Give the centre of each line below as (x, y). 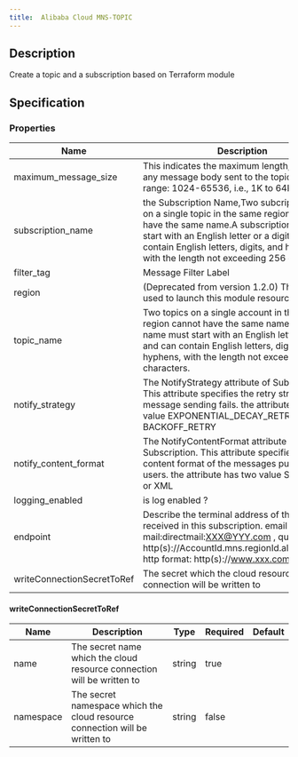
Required (225, 632)
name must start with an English (209, 335)
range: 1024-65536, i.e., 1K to (208, 188)
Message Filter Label (186, 273)
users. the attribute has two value (212, 474)
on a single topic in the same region (216, 214)
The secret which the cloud (200, 574)
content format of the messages (209, 464)
